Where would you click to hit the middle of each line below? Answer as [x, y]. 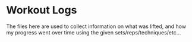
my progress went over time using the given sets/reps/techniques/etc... [94, 32]
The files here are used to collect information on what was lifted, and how [96, 26]
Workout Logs [42, 10]
